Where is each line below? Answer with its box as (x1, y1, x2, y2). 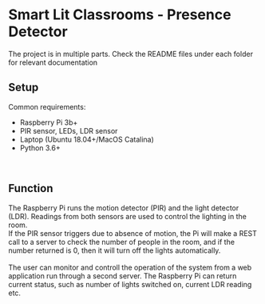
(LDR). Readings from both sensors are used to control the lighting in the (8, 211, 247, 221)
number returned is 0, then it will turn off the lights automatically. (8, 246, 221, 255)
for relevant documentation (8, 58, 98, 67)
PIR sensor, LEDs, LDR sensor (19, 126, 118, 135)
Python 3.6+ (19, 142, 61, 153)
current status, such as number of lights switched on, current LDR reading (8, 279, 252, 289)
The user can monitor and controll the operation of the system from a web (8, 262, 252, 272)
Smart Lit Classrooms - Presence (8, 6, 231, 24)
